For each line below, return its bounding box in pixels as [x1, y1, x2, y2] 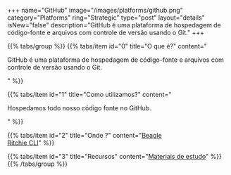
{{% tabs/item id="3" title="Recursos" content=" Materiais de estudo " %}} [7, 153, 222, 160]
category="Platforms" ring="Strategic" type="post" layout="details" [7, 13, 206, 22]
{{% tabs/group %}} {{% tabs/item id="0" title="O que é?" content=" [7, 42, 208, 50]
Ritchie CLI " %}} [7, 138, 55, 147]
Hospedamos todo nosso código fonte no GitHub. [7, 104, 151, 112]
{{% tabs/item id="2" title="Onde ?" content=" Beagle [7, 131, 162, 139]
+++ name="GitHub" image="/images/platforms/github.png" [7, 6, 183, 14]
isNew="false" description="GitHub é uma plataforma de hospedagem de [7, 21, 222, 29]
